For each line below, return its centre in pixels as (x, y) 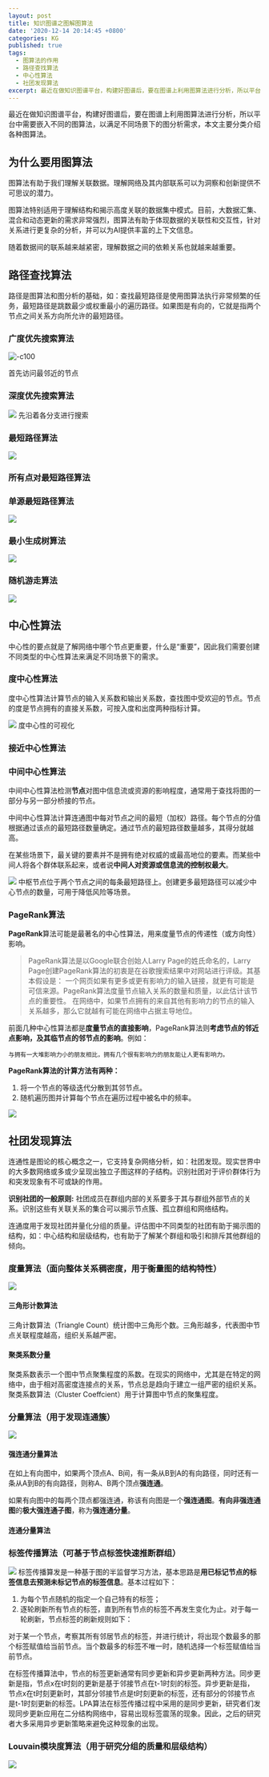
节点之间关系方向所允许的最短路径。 (68, 316)
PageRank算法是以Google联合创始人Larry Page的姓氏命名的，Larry (139, 961)
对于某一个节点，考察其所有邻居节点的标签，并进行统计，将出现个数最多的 (131, 1636)
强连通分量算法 (33, 1453)
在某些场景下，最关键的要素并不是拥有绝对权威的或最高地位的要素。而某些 (131, 855)
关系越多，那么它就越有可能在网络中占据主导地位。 (112, 1011)
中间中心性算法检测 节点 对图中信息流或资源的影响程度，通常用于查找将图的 (131, 791)
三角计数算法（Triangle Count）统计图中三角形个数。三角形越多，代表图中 (131, 1325)
